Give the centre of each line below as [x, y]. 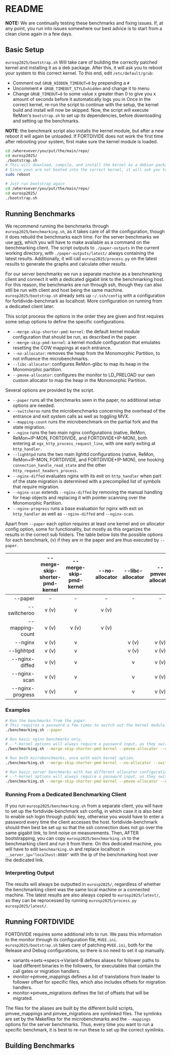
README [24, 9]
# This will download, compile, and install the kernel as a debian [79, 165]
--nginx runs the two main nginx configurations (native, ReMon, [79, 433]
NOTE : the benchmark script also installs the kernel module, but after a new [85, 131]
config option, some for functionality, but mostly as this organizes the [78, 529]
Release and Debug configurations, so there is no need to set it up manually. [85, 950]
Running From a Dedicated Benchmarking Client [66, 794]
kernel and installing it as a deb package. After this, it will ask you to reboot [84, 67]
